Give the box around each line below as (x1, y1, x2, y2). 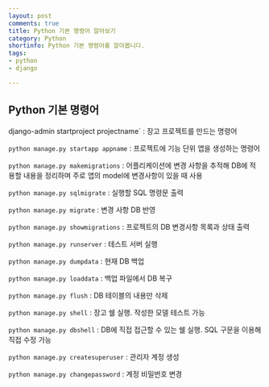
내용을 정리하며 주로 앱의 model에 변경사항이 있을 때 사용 (23, 170, 203, 180)
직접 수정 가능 (8, 335, 52, 344)
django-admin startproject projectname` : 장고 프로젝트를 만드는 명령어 (8, 126, 238, 135)
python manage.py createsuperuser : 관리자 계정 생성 (8, 352, 180, 361)
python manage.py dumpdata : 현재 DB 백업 (8, 256, 145, 266)
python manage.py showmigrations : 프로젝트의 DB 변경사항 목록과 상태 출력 (8, 222, 250, 231)
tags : (8, 49, 27, 57)
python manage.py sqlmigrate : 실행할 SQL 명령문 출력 (8, 187, 184, 198)
